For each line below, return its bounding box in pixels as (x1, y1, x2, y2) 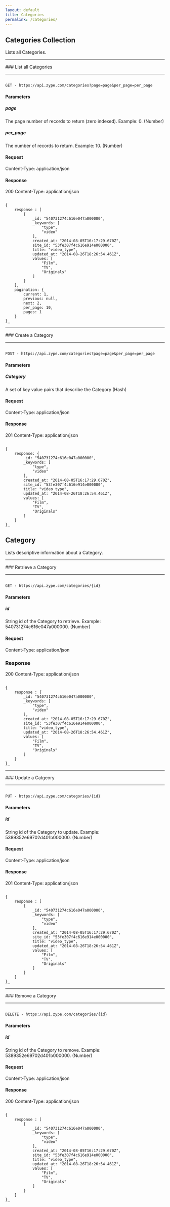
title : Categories (5, 12, 44, 17)
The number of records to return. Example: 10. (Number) (5, 142, 123, 149)
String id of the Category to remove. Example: (5, 1047, 101, 1053)
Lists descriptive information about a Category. (5, 549, 103, 555)
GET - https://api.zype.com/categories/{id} (5, 583, 101, 588)
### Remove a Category (5, 992, 57, 998)
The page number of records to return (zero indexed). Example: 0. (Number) (5, 118, 164, 124)
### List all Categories (5, 64, 53, 70)
